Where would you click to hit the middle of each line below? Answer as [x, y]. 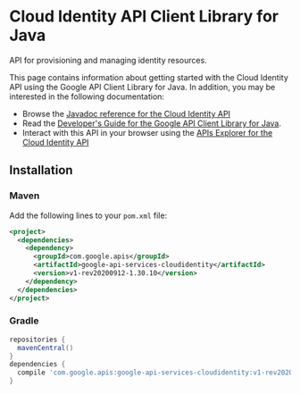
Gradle [24, 321]
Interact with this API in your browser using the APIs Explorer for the [147, 132]
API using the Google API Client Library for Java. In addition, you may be [142, 87]
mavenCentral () [46, 348]
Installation [41, 170]
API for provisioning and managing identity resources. [108, 60]
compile [32, 373]
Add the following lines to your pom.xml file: [88, 215]
